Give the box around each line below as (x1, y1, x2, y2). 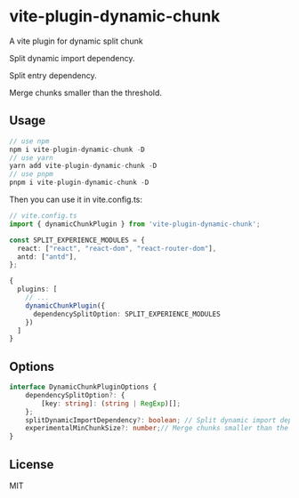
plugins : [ (17, 285, 58, 294)
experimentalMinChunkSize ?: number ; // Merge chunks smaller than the (25, 424, 289, 433)
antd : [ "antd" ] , (17, 252, 77, 261)
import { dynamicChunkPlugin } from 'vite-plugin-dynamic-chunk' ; (9, 220, 261, 229)
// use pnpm (9, 170, 53, 179)
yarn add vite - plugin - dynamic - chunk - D (9, 162, 158, 171)
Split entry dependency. (9, 69, 97, 81)
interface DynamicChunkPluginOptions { (9, 382, 158, 392)
